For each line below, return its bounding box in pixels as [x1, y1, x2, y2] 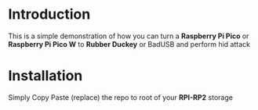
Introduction [8, 5, 91, 23]
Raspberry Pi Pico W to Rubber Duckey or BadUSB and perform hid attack [8, 39, 251, 48]
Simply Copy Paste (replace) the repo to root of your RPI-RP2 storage [8, 92, 234, 102]
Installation [8, 67, 83, 85]
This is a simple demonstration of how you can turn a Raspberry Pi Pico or [8, 31, 249, 41]
